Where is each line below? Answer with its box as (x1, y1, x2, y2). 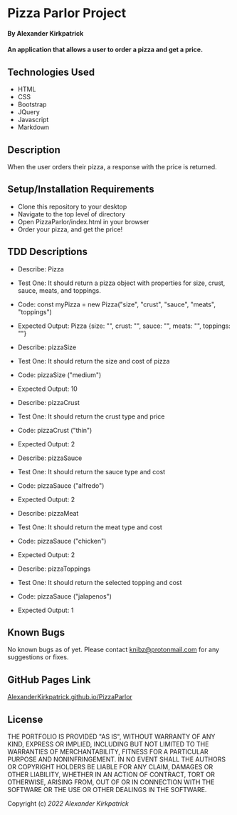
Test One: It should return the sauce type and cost (17, 467, 166, 476)
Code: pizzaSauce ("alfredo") (17, 481, 105, 490)
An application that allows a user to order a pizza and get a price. (7, 45, 204, 54)
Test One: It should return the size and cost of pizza (17, 356, 170, 365)
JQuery (17, 108, 41, 116)
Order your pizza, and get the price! (17, 225, 123, 234)
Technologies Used (7, 66, 95, 78)
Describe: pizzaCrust (17, 398, 80, 406)
